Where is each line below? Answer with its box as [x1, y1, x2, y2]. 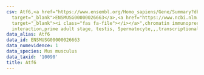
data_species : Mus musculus [6, 48, 78, 54]
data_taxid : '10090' [6, 54, 59, 60]
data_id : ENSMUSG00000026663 [6, 37, 80, 43]
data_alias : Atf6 [6, 31, 50, 37]
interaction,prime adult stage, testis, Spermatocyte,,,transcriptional [12, 25, 200, 32]
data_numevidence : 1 [6, 43, 59, 49]
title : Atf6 [6, 59, 36, 65]
